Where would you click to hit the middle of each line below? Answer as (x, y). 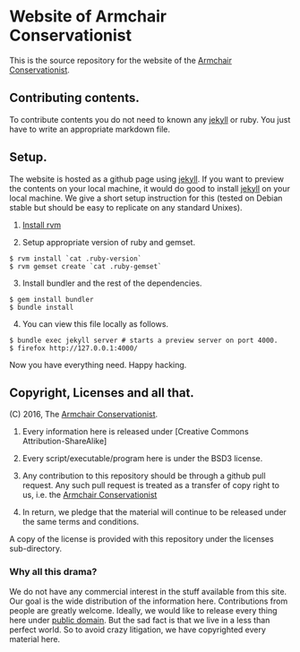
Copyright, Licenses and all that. (102, 393)
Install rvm (42, 225)
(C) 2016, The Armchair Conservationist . (84, 415)
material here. (35, 639)
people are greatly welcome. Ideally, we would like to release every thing (143, 610)
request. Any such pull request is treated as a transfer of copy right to (151, 485)
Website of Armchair (88, 17)
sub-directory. (36, 549)
